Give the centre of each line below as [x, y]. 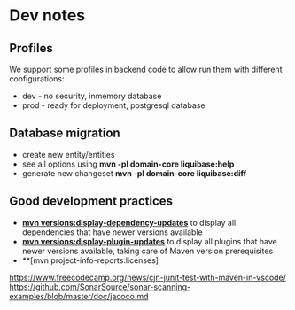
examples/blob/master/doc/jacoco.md [79, 296]
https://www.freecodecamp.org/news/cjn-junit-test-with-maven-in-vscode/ [147, 277]
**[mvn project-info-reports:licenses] [90, 260]
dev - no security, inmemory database [92, 96]
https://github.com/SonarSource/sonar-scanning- [100, 287]
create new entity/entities [68, 154]
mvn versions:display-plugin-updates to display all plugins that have [149, 241]
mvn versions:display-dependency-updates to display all [129, 222]
